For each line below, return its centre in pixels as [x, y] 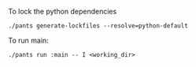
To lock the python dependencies [63, 11]
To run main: [28, 40]
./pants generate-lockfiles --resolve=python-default [98, 26]
